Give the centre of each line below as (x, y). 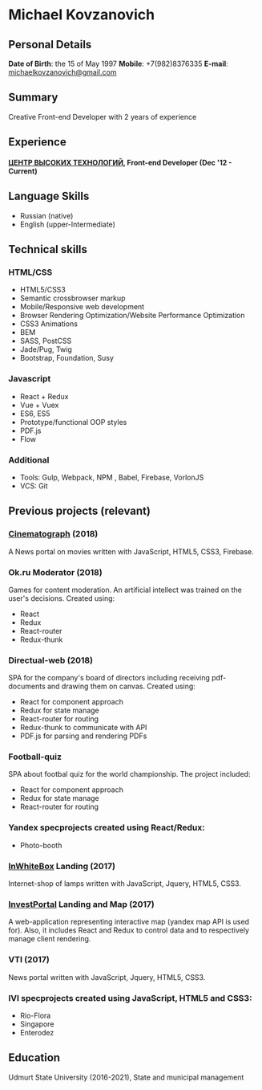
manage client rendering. (50, 939)
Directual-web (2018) (51, 660)
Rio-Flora (35, 1015)
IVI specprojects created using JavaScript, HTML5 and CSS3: (130, 998)
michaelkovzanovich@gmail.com (62, 72)
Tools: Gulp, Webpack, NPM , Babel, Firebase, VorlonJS (112, 477)
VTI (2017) (29, 960)
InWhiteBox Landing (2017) (62, 866)
